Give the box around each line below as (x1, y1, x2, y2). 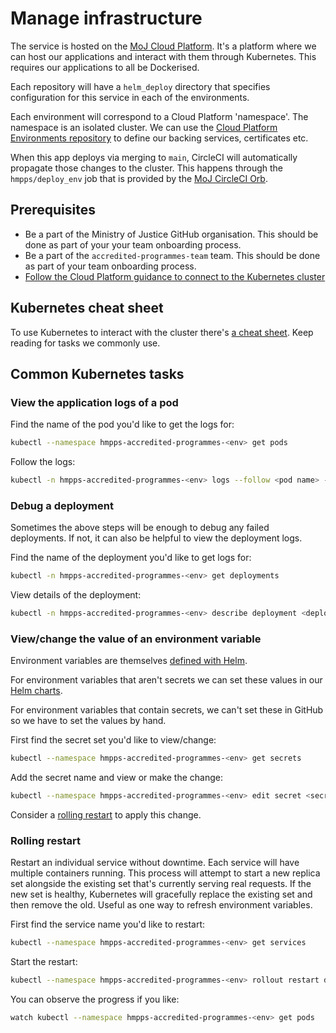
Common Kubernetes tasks (10, 365, 185, 382)
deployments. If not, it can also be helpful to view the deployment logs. (10, 532, 303, 544)
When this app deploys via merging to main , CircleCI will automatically (10, 151, 298, 163)
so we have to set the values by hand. (10, 715, 167, 727)
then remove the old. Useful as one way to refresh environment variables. (10, 899, 313, 911)
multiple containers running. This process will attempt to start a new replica (10, 867, 321, 879)
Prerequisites (10, 202, 96, 219)
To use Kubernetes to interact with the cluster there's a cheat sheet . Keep (10, 326, 314, 338)
